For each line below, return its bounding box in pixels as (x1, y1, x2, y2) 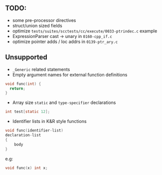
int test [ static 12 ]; (5, 109, 50, 114)
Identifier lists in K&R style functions (12, 118, 87, 124)
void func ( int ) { (5, 81, 41, 86)
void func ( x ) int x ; (5, 165, 48, 170)
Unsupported (5, 53, 47, 61)
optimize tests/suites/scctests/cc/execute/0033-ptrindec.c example (12, 27, 158, 34)
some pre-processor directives (12, 17, 76, 23)
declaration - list (5, 132, 41, 137)
